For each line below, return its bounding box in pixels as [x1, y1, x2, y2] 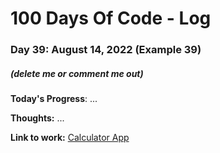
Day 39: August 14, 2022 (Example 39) [10, 43, 202, 57]
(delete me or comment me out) [10, 67, 144, 79]
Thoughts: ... [10, 112, 65, 124]
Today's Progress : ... [10, 93, 98, 105]
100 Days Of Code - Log [10, 7, 212, 30]
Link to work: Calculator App [10, 132, 130, 144]
